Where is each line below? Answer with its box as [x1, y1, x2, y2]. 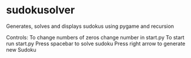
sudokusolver [6, 3, 75, 17]
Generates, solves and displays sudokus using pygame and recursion [6, 23, 175, 30]
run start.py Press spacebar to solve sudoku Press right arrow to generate [6, 40, 186, 47]
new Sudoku [6, 46, 36, 53]
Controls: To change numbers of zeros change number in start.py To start [6, 34, 185, 41]
